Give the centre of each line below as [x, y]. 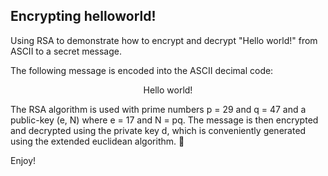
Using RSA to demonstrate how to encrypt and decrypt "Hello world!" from [164, 40]
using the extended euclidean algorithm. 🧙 [97, 141]
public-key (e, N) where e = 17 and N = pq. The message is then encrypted [164, 120]
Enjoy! [23, 160]
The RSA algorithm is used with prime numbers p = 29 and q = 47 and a [158, 109]
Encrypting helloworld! [83, 16]
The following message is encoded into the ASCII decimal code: [142, 70]
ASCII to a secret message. [66, 51]
